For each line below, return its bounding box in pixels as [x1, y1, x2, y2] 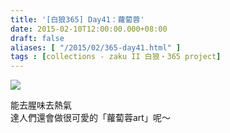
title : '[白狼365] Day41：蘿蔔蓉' [10, 14, 145, 25]
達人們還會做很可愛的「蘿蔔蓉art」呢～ [10, 112, 171, 124]
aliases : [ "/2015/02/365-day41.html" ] [10, 42, 182, 53]
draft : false [10, 33, 65, 43]
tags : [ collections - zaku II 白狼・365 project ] [10, 52, 222, 62]
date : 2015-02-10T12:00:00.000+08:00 [10, 24, 168, 34]
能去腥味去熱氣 [10, 99, 72, 111]
